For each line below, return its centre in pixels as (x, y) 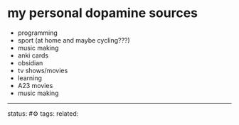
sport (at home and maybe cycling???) (74, 40)
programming (38, 33)
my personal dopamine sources (102, 13)
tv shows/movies (43, 70)
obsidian (30, 62)
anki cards (33, 55)
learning (30, 78)
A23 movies (35, 85)
